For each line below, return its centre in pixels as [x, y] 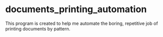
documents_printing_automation [76, 9]
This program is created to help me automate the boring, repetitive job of [82, 23]
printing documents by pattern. [38, 28]
